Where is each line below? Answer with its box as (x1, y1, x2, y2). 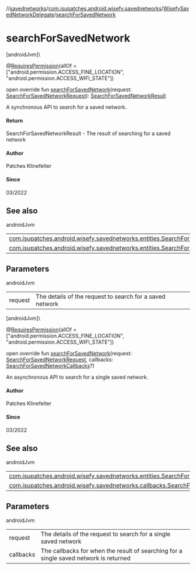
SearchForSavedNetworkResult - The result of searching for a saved (6, 130, 171, 137)
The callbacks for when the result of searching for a (40, 547, 183, 555)
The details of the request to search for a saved (36, 292, 166, 300)
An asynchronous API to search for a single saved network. (6, 374, 149, 381)
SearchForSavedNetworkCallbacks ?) (6, 362, 94, 369)
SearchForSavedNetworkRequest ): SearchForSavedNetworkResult (6, 92, 166, 99)
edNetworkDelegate (6, 11, 54, 18)
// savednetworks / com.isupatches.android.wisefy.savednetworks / (6, 5, 164, 12)
